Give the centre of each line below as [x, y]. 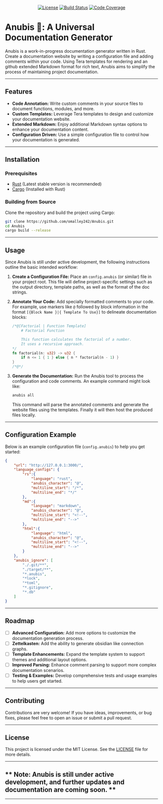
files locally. [24, 415]
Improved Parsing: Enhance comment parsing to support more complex [84, 665]
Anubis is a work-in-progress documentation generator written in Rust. [76, 51]
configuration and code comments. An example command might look [81, 381]
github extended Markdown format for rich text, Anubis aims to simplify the [80, 66]
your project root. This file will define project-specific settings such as [82, 282]
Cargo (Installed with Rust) [39, 189]
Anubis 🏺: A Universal [50, 27]
